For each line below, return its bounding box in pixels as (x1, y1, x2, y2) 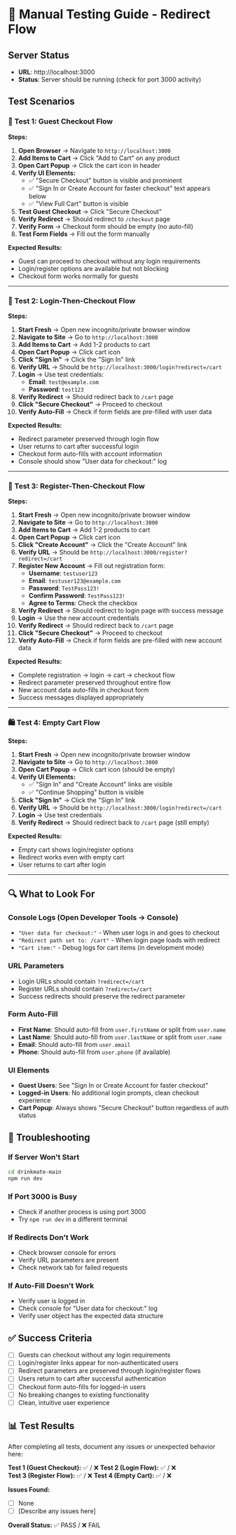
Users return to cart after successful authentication (18, 1374, 167, 1383)
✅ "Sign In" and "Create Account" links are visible (28, 779, 173, 789)
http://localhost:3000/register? (90, 549, 188, 557)
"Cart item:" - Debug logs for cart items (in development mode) (18, 944, 205, 952)
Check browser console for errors (18, 1249, 116, 1257)
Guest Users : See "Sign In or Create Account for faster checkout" (18, 1081, 209, 1090)
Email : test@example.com (28, 377, 99, 386)
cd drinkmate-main (8, 1168, 62, 1175)
